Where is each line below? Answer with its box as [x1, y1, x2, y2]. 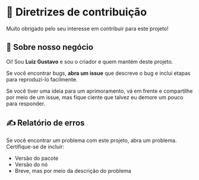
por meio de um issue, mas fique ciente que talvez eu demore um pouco [6, 93, 184, 100]
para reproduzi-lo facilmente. [6, 75, 78, 83]
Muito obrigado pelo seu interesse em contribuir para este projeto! [6, 25, 169, 32]
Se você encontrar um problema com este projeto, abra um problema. [6, 137, 177, 144]
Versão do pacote [14, 154, 59, 162]
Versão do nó [14, 160, 48, 168]
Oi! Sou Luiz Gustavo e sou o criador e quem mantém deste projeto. [6, 58, 173, 65]
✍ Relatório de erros [6, 118, 85, 128]
